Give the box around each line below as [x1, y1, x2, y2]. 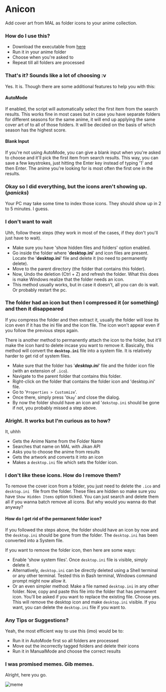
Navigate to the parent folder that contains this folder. [12, 373, 122, 379]
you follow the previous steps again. [5, 327, 79, 333]
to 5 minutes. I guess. [5, 206, 49, 212]
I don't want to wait [5, 218, 53, 225]
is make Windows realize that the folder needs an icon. [12, 276, 125, 282]
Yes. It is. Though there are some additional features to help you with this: [5, 83, 156, 89]
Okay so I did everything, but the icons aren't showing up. [5, 183, 147, 190]
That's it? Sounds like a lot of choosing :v [5, 72, 107, 79]
